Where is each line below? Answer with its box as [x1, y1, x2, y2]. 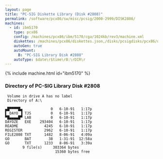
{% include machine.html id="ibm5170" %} [5, 70, 91, 76]
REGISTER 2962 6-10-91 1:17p [5, 128, 92, 133]
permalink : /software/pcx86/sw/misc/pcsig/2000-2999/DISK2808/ [5, 16, 136, 21]
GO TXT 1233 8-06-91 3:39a [5, 140, 92, 145]
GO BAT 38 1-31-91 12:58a [5, 136, 92, 141]
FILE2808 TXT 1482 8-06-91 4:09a [5, 132, 92, 137]
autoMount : [14, 48, 36, 53]
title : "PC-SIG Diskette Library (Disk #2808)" [5, 12, 103, 17]
